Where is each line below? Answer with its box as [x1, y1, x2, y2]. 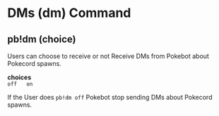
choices [7, 73, 32, 81]
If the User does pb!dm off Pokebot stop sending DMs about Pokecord [7, 93, 213, 101]
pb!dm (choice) [7, 33, 76, 45]
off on [7, 81, 33, 88]
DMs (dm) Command [7, 5, 131, 21]
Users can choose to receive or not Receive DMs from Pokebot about [7, 52, 210, 60]
